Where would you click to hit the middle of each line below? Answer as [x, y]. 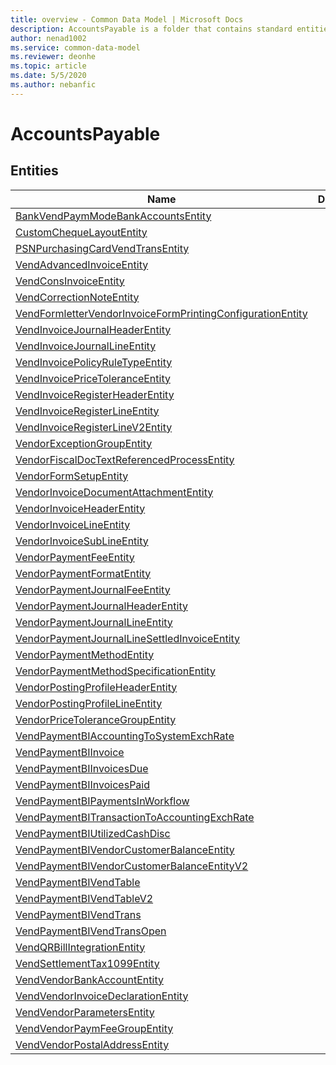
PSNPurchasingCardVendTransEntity [102, 248]
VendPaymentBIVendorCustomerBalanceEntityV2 [132, 866]
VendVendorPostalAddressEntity [92, 1044]
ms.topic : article [48, 66]
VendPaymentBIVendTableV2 [84, 898]
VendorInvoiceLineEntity [73, 524]
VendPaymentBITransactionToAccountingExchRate [135, 817]
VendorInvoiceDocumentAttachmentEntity [114, 492]
